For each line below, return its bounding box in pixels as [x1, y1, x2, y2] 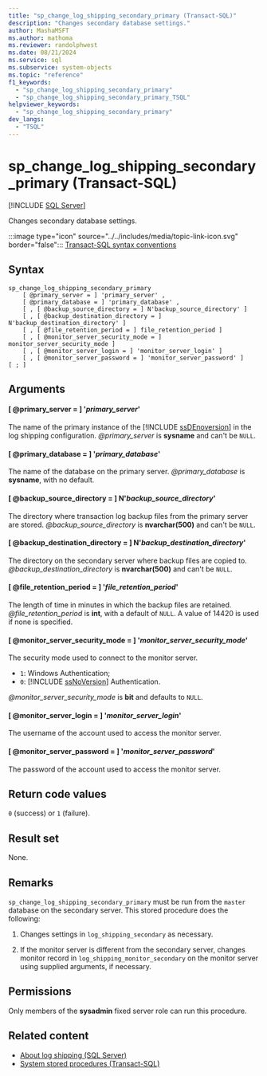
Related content [8, 1029, 89, 1043]
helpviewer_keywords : [8, 100, 80, 108]
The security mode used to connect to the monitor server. [8, 653, 198, 662]
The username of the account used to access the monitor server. [8, 728, 222, 738]
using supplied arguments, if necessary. [19, 961, 151, 971]
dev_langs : [8, 116, 45, 124]
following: [8, 913, 41, 923]
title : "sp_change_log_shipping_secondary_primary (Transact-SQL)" [8, 11, 238, 20]
